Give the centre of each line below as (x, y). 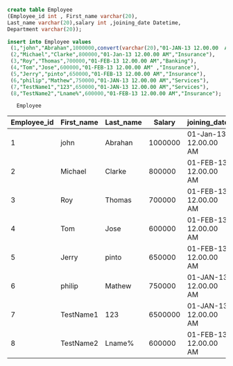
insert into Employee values (49, 42)
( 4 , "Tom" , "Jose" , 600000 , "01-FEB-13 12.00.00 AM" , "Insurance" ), (105, 67)
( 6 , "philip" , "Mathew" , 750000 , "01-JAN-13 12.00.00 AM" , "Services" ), (110, 81)
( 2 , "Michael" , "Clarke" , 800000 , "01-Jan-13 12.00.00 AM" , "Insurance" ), (113, 55)
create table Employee (40, 10)
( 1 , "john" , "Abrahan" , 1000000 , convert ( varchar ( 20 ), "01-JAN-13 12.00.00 (114, 48)
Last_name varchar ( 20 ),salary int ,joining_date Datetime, (94, 23)
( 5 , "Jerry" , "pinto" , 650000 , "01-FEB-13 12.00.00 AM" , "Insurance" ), (108, 74)
